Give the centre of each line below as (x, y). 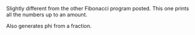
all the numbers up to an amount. (47, 15)
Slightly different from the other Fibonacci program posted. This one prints (98, 8)
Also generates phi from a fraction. (49, 26)
